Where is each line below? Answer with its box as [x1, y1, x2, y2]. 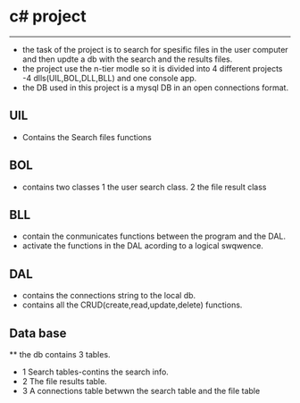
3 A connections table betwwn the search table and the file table [21, 386, 261, 396]
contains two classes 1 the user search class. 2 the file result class [21, 181, 267, 192]
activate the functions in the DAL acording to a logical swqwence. [21, 240, 263, 251]
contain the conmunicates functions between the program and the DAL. [21, 231, 286, 242]
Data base [9, 325, 67, 340]
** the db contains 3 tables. [9, 349, 111, 359]
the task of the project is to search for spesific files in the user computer [21, 44, 288, 55]
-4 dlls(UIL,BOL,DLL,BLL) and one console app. [21, 72, 197, 83]
